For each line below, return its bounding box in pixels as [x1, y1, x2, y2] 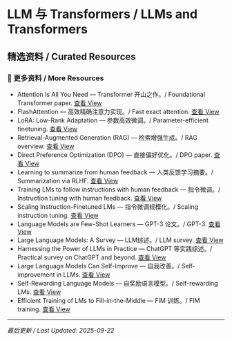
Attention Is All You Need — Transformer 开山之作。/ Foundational [17, 90, 206, 98]
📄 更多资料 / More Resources [7, 73, 104, 83]
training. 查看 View [17, 305, 70, 313]
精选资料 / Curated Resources [7, 50, 136, 62]
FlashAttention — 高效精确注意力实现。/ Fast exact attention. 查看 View [17, 107, 220, 116]
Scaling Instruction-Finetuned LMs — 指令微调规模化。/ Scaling [17, 202, 199, 211]
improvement [17, 270, 55, 279]
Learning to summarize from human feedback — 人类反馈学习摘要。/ [17, 167, 214, 176]
